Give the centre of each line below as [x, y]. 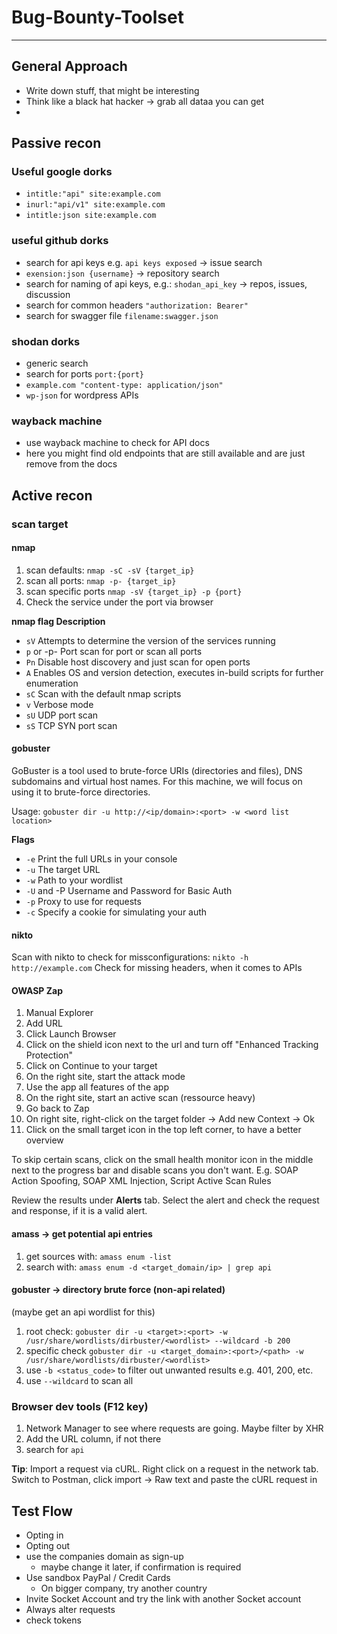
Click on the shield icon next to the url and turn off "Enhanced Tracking [172, 1045]
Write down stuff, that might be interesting [112, 90]
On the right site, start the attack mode [105, 1077]
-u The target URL [63, 870]
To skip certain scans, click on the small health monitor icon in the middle [162, 1160]
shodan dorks [46, 341]
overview [44, 1140]
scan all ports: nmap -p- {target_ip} [101, 580]
